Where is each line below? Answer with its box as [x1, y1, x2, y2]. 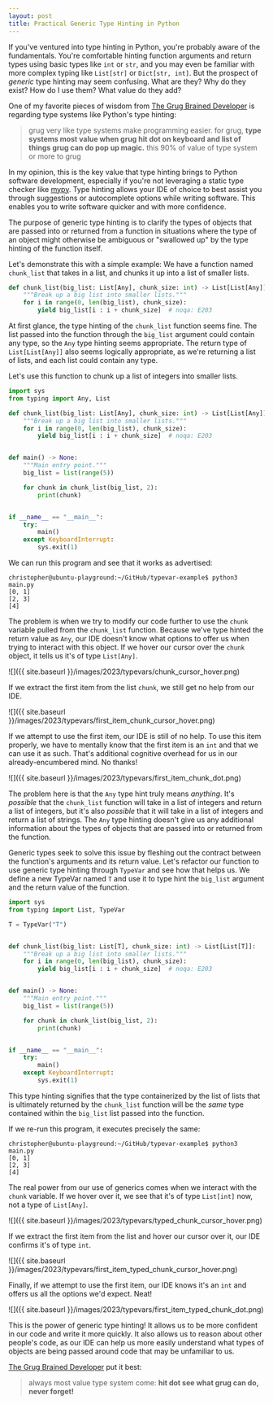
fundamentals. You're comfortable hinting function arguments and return [8, 50, 252, 60]
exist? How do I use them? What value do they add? [8, 85, 182, 94]
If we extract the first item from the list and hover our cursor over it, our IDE [8, 1231, 261, 1241]
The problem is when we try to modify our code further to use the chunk [8, 616, 249, 626]
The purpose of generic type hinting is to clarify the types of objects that [8, 217, 253, 227]
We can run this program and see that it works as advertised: [8, 558, 213, 567]
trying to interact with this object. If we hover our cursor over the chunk [8, 642, 245, 652]
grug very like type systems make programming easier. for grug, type [28, 125, 262, 135]
